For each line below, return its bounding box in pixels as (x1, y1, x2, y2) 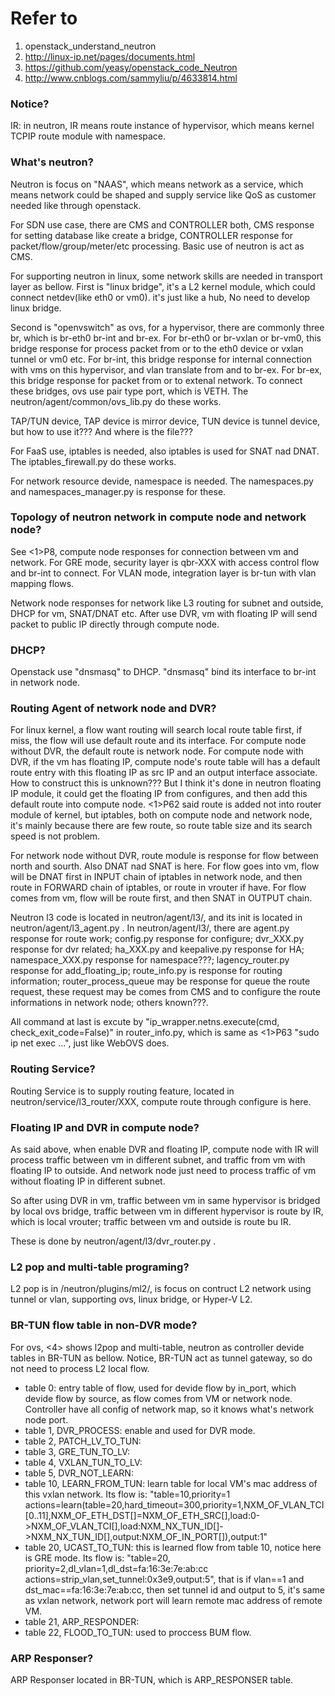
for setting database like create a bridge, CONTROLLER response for (10, 229, 293, 241)
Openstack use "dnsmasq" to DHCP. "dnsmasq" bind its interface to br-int (10, 666, 317, 678)
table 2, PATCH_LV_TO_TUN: (24, 1435, 142, 1447)
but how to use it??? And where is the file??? (10, 425, 193, 437)
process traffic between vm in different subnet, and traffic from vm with (10, 1154, 306, 1166)
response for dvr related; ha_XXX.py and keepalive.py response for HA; (10, 943, 305, 956)
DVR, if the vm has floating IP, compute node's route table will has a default (10, 756, 321, 768)
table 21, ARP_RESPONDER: (24, 1615, 140, 1627)
